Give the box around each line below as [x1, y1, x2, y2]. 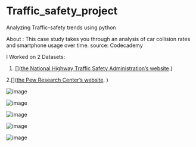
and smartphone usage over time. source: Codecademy [6, 42, 143, 49]
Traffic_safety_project [6, 4, 118, 18]
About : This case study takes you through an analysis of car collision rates [6, 35, 191, 42]
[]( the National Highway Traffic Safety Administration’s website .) [14, 64, 173, 72]
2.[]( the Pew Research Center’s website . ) [6, 76, 108, 83]
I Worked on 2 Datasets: [6, 53, 66, 60]
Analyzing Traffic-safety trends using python [6, 24, 116, 31]
